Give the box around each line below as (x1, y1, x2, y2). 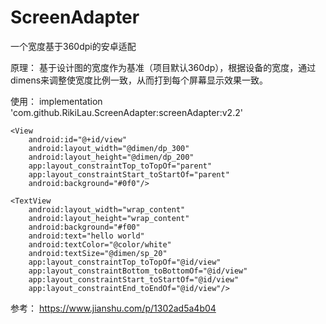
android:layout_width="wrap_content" (28, 204, 186, 215)
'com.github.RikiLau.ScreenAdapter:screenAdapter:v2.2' (10, 106, 243, 118)
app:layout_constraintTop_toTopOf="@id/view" (28, 257, 222, 267)
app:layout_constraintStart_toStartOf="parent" (28, 169, 230, 180)
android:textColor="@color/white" (28, 239, 172, 250)
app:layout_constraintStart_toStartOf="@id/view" (28, 274, 240, 285)
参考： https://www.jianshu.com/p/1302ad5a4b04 (10, 302, 217, 314)
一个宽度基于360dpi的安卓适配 (10, 40, 137, 52)
